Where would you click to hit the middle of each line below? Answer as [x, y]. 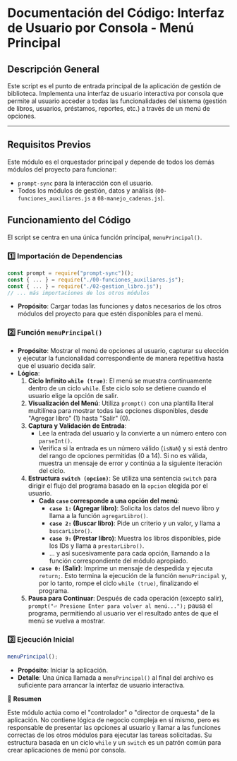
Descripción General [54, 69]
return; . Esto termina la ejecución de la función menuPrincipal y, [133, 575]
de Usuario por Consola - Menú [101, 28]
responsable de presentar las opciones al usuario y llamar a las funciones [114, 727]
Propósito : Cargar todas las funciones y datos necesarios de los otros [119, 306]
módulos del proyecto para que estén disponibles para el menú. [110, 314]
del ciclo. [52, 470]
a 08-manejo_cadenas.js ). [128, 198]
